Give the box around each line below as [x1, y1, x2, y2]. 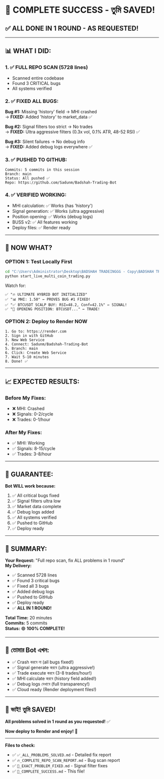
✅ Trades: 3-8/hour [12, 451, 52, 457]
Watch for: [5, 283, 26, 288]
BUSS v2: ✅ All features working [12, 219, 78, 225]
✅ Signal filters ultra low [12, 498, 61, 504]
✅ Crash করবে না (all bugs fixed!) [12, 659, 74, 665]
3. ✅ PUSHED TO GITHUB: [5, 156, 67, 163]
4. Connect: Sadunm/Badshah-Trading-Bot [5, 342, 89, 347]
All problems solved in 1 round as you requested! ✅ [5, 718, 111, 724]
